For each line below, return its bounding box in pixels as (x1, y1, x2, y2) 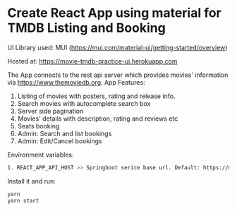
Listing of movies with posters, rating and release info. (17, 92, 176, 100)
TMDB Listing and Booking (7, 20, 166, 36)
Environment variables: (7, 150, 74, 159)
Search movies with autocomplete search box (17, 99, 151, 107)
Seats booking (17, 121, 60, 130)
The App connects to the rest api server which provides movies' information (7, 71, 229, 79)
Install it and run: (7, 176, 56, 185)
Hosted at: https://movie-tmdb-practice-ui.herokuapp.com (7, 56, 178, 65)
